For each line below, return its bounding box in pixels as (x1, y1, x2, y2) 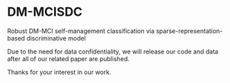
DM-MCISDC (7, 4, 83, 20)
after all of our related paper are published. (7, 54, 130, 62)
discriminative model (26, 34, 87, 42)
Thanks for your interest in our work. (7, 68, 112, 76)
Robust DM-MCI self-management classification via (7, 27, 154, 35)
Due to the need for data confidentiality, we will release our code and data (7, 47, 219, 56)
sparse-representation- (155, 27, 223, 35)
